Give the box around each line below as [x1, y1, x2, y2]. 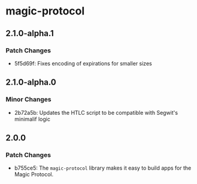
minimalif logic [14, 115, 50, 123]
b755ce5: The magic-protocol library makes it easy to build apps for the [14, 164, 192, 172]
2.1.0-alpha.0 [5, 77, 56, 88]
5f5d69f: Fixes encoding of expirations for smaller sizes [14, 60, 152, 67]
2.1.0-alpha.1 [5, 28, 54, 38]
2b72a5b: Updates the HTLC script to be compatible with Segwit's [14, 109, 178, 116]
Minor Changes [5, 95, 51, 103]
